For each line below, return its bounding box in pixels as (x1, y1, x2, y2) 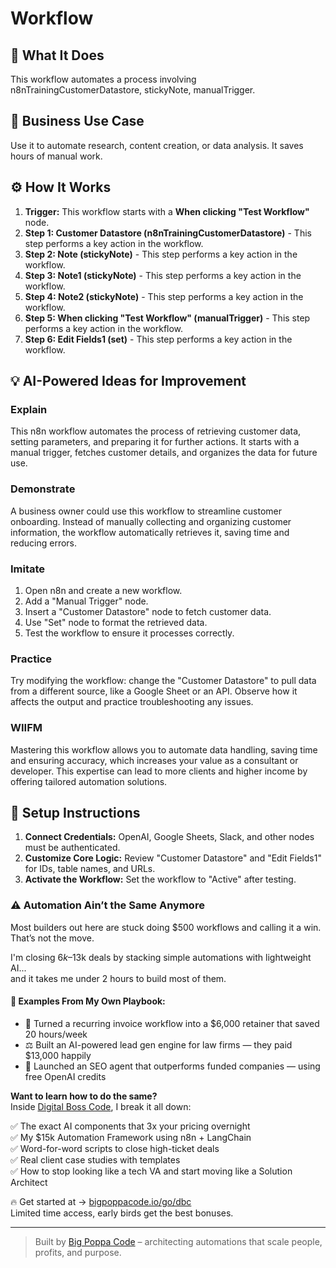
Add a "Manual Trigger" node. (24, 595, 149, 607)
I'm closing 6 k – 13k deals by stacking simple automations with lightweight (10, 951, 312, 963)
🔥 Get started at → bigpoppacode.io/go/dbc (10, 1195, 192, 1207)
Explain (10, 402, 48, 416)
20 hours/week (24, 1028, 88, 1040)
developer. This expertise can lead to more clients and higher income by (10, 765, 308, 777)
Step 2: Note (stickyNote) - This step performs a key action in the (24, 248, 298, 260)
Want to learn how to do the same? (10, 1090, 158, 1102)
